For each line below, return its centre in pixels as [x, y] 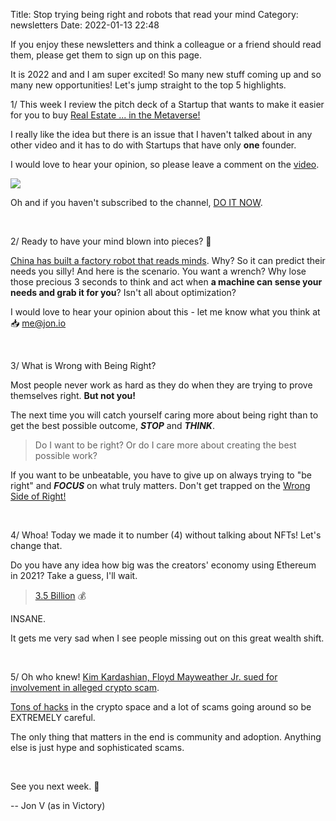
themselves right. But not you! [73, 395]
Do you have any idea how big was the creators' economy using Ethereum [163, 565]
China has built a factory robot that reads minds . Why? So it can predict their [168, 260]
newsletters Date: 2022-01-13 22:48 [85, 25]
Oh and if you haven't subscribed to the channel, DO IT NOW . [136, 202]
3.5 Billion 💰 [60, 595]
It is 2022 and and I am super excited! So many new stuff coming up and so [166, 74]
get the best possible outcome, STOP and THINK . [112, 425]
